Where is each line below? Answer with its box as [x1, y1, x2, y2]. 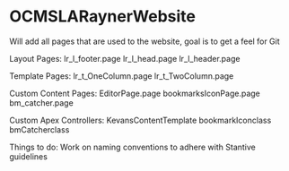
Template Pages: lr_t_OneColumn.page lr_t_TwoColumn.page [9, 70, 234, 81]
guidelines [9, 150, 48, 162]
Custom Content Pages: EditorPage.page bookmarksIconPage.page [9, 88, 260, 98]
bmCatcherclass [9, 124, 70, 135]
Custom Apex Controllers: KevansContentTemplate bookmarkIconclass [9, 115, 272, 125]
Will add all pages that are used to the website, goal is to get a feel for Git [9, 36, 280, 47]
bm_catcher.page [9, 97, 74, 108]
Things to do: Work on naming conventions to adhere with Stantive [9, 141, 256, 152]
